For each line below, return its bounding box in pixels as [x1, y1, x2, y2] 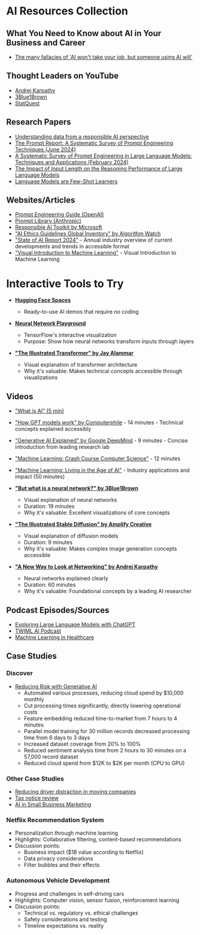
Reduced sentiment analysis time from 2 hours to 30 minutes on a [23, 746, 187, 754]
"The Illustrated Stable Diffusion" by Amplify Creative [14, 521, 152, 528]
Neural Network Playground [14, 320, 86, 327]
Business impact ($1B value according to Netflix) [23, 848, 144, 856]
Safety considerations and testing [23, 915, 107, 923]
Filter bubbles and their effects [23, 861, 100, 869]
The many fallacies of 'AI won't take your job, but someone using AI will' [14, 53, 193, 61]
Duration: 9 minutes [23, 539, 73, 546]
